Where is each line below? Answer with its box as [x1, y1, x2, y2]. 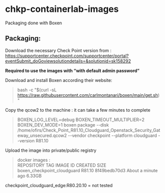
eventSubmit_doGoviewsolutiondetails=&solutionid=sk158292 [5, 58, 131, 64]
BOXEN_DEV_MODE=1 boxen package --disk [17, 122, 109, 128]
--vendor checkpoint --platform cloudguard [67, 132, 157, 138]
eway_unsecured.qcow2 [17, 132, 67, 138]
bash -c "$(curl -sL [17, 87, 57, 93]
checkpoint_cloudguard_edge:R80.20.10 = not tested [5, 182, 113, 188]
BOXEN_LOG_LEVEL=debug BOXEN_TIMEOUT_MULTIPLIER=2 [17, 117, 145, 123]
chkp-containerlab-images [5, 3, 119, 15]
